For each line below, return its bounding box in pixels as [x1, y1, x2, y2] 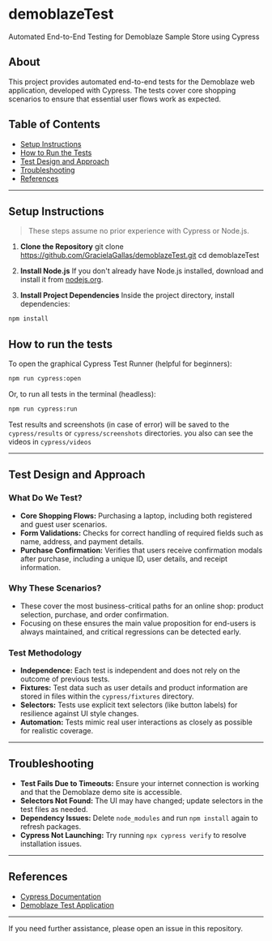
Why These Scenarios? [8, 582, 102, 594]
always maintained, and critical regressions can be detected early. [19, 626, 241, 637]
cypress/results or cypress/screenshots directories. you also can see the [8, 428, 253, 438]
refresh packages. [19, 821, 82, 831]
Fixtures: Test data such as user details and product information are [19, 683, 249, 693]
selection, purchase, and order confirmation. [19, 609, 169, 619]
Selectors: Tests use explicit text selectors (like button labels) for [19, 700, 238, 710]
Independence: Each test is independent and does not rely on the [19, 666, 240, 676]
